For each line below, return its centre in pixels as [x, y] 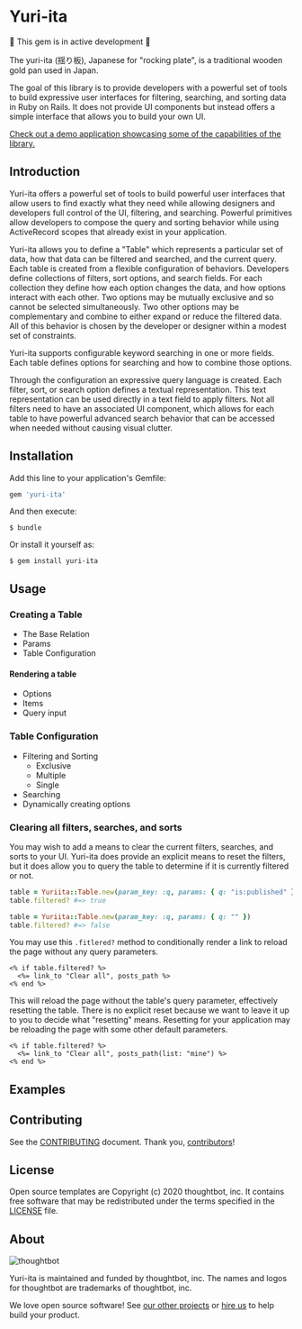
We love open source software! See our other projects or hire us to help [142, 1306]
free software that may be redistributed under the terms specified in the [142, 1201]
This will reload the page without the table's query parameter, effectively [144, 1001]
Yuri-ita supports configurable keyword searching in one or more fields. [142, 352]
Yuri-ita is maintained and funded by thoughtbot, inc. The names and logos [148, 1279]
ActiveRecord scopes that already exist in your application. [118, 232]
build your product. [45, 1315]
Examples [37, 1089]
